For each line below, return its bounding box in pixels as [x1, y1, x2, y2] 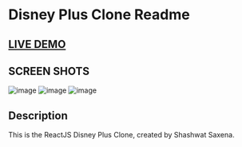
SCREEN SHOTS [8, 64, 90, 77]
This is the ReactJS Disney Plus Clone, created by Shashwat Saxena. [8, 130, 235, 140]
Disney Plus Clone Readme [8, 6, 190, 24]
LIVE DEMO [8, 38, 66, 51]
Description [8, 109, 68, 122]
